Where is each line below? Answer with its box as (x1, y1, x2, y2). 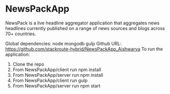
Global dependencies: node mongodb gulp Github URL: (5, 40, 122, 46)
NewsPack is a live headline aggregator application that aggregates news (5, 20, 160, 26)
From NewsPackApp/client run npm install (12, 67, 101, 73)
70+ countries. (5, 30, 36, 37)
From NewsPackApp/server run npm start (12, 82, 101, 89)
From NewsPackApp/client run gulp (12, 77, 88, 83)
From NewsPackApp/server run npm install (12, 72, 104, 78)
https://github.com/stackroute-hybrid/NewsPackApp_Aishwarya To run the (5, 46, 163, 52)
